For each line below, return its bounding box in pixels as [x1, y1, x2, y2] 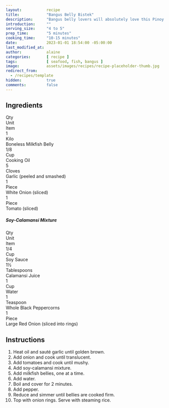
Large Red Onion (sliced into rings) [6, 321, 78, 327]
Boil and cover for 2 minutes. [13, 381, 73, 387]
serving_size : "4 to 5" [6, 26, 65, 31]
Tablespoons [6, 267, 33, 273]
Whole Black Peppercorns [6, 305, 60, 311]
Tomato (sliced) [6, 205, 38, 212]
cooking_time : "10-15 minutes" [6, 36, 81, 41]
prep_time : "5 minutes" [6, 31, 72, 36]
